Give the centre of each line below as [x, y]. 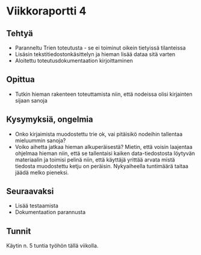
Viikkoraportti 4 [46, 11]
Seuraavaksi [30, 191]
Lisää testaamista [37, 206]
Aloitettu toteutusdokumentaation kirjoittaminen [74, 61]
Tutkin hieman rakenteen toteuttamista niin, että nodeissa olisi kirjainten [104, 94]
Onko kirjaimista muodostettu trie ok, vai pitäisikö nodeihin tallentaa [99, 134]
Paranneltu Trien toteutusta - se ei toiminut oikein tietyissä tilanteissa [100, 48]
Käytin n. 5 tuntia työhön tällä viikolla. [52, 246]
